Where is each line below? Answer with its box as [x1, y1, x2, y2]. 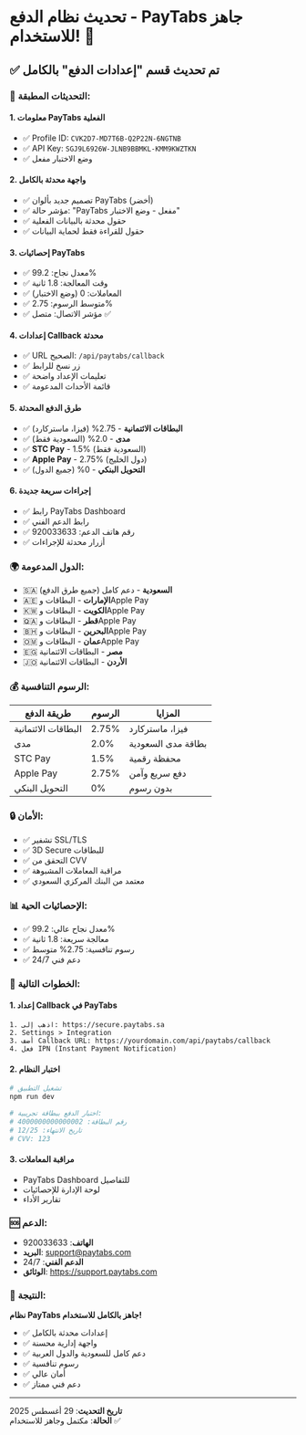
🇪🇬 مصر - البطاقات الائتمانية [22, 646, 123, 657]
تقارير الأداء [22, 1193, 61, 1204]
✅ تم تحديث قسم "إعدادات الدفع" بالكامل [9, 62, 220, 78]
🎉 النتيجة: [9, 1289, 46, 1302]
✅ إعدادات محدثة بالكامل [22, 1327, 108, 1338]
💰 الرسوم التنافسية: [9, 680, 90, 693]
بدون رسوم [128, 782, 173, 795]
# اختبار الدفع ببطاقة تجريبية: [9, 1108, 103, 1117]
